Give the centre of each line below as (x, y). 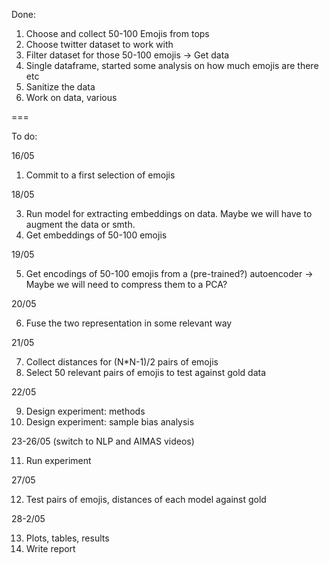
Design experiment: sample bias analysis (110, 422)
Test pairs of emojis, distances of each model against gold (146, 499)
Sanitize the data (60, 87)
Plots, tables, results (67, 538)
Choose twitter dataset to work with (99, 44)
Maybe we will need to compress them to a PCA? (126, 284)
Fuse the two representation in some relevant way (129, 323)
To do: (24, 136)
